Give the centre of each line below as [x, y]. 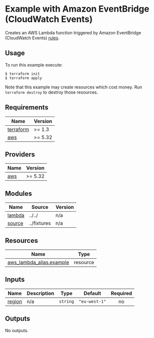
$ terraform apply [23, 78]
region [15, 301]
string [66, 301]
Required [121, 293]
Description [40, 293]
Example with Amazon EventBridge [77, 9]
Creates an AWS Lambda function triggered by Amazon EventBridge [73, 33]
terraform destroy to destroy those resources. [52, 92]
